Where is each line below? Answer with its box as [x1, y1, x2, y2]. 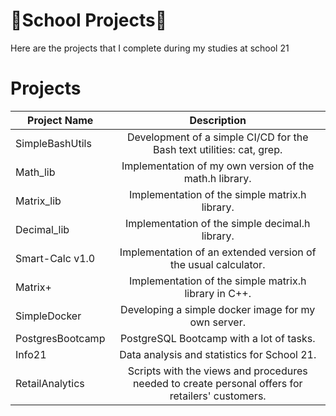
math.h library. [183, 171, 252, 185]
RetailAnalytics [15, 376, 85, 390]
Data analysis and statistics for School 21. [119, 347, 317, 361]
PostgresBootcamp [15, 331, 106, 345]
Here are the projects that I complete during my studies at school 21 [10, 42, 290, 54]
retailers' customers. [169, 389, 267, 403]
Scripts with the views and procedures [127, 364, 308, 378]
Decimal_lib [15, 222, 70, 236]
